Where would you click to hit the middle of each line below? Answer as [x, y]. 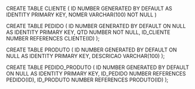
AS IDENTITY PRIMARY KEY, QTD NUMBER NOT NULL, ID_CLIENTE [88, 32]
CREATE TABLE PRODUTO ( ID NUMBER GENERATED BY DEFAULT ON [92, 50]
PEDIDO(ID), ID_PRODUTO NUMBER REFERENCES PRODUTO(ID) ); [87, 80]
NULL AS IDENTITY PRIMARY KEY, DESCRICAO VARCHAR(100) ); [85, 56]
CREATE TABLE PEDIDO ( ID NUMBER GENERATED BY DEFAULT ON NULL [96, 26]
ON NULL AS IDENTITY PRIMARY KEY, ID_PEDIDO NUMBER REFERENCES [96, 73]
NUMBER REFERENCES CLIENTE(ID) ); [53, 38]
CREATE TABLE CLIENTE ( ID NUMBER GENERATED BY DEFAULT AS [89, 8]
